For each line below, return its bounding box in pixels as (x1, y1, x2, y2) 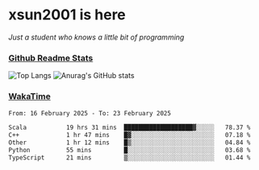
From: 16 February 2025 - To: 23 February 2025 (8, 109, 172, 118)
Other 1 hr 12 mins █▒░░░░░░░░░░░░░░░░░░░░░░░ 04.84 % (8, 139, 251, 147)
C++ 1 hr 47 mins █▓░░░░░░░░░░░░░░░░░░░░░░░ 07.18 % (8, 131, 251, 139)
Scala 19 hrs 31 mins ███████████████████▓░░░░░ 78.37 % (8, 123, 251, 132)
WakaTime (8, 91, 51, 102)
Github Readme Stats (8, 52, 94, 64)
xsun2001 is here (8, 6, 127, 24)
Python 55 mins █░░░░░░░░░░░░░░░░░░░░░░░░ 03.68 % (8, 147, 251, 155)
